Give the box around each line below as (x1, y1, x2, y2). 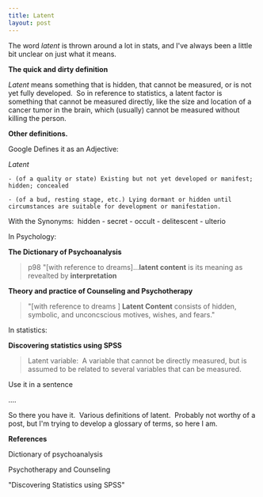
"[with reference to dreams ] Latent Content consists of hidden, (27, 302, 237, 311)
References (8, 434, 48, 443)
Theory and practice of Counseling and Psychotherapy (8, 286, 193, 295)
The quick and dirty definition (8, 64, 109, 74)
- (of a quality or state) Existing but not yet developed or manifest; (8, 175, 253, 183)
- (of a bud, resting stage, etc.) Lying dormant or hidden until (8, 195, 232, 203)
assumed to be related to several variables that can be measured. (27, 364, 242, 374)
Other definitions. (8, 128, 68, 138)
